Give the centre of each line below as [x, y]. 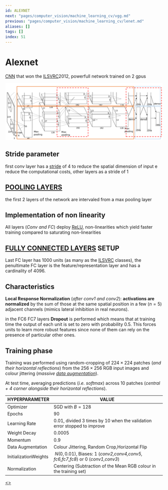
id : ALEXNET [17, 11]
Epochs [15, 413]
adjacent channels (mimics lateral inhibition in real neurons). [67, 309]
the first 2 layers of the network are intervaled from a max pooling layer [78, 199]
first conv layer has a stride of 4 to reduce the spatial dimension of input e [81, 166]
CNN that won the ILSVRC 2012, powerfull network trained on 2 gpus [76, 76]
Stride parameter [32, 154]
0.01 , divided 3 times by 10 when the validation [103, 421]
